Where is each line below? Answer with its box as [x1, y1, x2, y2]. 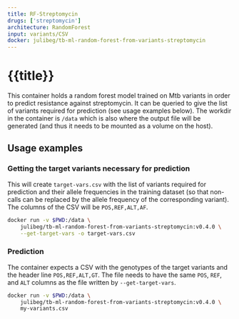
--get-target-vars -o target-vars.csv [20, 230, 136, 237]
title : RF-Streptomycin [7, 10, 78, 18]
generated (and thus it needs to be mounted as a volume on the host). [7, 122, 213, 131]
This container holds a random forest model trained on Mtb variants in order [7, 91, 230, 100]
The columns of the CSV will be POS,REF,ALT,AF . [7, 203, 148, 211]
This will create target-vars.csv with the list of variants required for [7, 180, 207, 188]
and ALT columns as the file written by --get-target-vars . [7, 278, 176, 286]
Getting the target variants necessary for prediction [7, 163, 190, 173]
